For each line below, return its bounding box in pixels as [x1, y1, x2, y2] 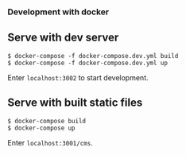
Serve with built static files [7, 96, 143, 110]
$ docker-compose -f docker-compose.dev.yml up [7, 59, 169, 67]
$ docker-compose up [7, 124, 76, 132]
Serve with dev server [7, 31, 119, 45]
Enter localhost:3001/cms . [7, 138, 93, 147]
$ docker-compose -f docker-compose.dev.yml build [7, 52, 179, 60]
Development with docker [7, 6, 109, 17]
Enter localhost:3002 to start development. [7, 72, 149, 82]
